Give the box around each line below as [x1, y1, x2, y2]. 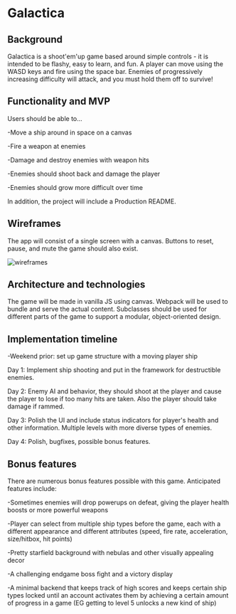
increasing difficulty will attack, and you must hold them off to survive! [7, 75, 213, 83]
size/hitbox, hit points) [7, 535, 73, 544]
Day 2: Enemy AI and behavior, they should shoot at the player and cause [7, 387, 222, 396]
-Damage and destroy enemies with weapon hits [7, 155, 149, 164]
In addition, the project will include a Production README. [7, 197, 176, 206]
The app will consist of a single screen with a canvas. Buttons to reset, [7, 236, 214, 245]
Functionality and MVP [7, 95, 111, 107]
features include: [7, 485, 57, 493]
